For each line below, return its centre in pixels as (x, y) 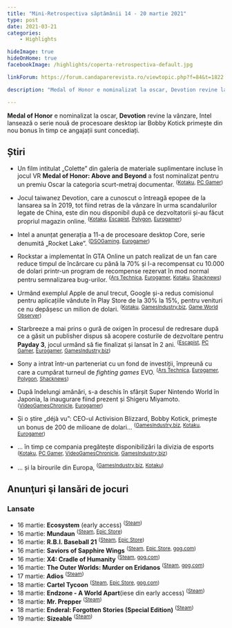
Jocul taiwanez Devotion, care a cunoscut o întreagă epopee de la (111, 197)
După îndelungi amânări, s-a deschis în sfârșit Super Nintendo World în (118, 391)
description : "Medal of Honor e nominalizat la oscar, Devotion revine (112, 90)
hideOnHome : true (32, 59)
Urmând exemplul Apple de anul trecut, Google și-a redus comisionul (115, 293)
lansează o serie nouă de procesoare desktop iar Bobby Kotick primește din (115, 123)
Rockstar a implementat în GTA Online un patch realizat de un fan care (117, 256)
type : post (23, 20)
